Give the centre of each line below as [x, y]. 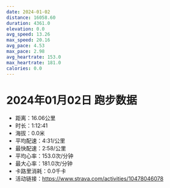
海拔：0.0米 [30, 133]
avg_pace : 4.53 [26, 46]
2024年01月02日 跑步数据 [72, 100]
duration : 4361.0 [28, 23]
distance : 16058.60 [31, 18]
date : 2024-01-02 [28, 12]
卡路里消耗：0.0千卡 [41, 171]
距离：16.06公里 [35, 118]
